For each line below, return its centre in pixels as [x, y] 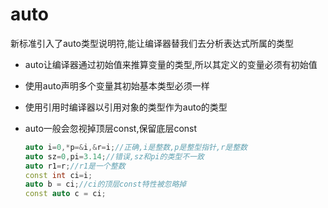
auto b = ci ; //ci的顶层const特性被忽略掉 [105, 184]
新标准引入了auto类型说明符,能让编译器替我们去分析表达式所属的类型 [152, 43]
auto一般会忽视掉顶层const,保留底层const [111, 128]
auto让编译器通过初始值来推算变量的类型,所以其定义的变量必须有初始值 [171, 64]
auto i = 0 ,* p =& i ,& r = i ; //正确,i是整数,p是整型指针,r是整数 [136, 147]
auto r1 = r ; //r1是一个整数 [75, 166]
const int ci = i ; [58, 175]
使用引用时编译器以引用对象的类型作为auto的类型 [126, 107]
